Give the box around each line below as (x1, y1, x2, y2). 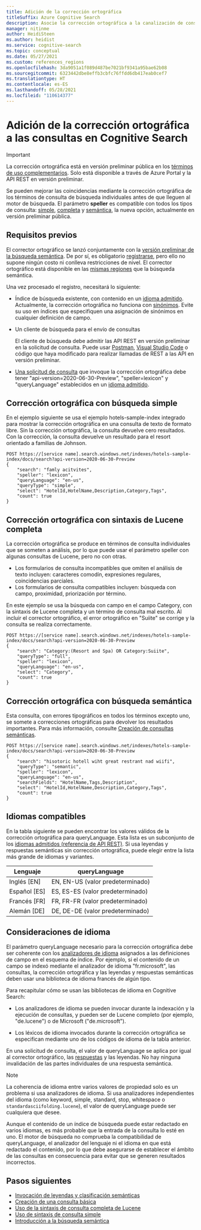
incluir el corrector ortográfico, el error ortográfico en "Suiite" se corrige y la (6, 614, 194, 622)
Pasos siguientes (6, 1175, 72, 1186)
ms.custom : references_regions (6, 59, 84, 65)
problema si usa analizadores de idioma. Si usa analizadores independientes (6, 1089, 194, 1097)
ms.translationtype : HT (6, 76, 66, 82)
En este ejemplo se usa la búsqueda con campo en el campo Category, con (6, 602, 193, 609)
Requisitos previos (6, 230, 77, 240)
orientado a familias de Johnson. (6, 440, 87, 447)
